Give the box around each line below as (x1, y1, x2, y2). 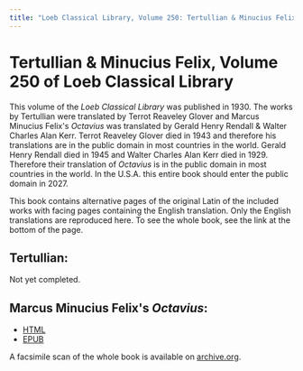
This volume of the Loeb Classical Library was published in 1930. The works (9, 101, 293, 112)
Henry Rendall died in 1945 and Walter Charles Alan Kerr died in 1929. (9, 149, 269, 160)
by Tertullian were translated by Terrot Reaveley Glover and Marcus (9, 110, 260, 122)
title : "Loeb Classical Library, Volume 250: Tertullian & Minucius (9, 13, 272, 23)
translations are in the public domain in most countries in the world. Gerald (9, 139, 287, 150)
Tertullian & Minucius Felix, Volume (9, 51, 279, 72)
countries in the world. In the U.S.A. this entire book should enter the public (9, 168, 289, 179)
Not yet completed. (9, 274, 81, 285)
